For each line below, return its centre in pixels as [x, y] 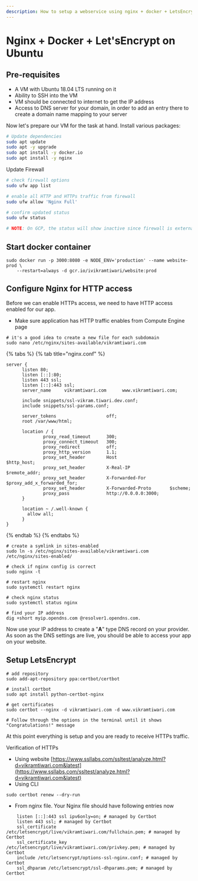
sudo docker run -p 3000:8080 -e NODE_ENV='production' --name [85, 260]
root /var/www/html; [47, 421]
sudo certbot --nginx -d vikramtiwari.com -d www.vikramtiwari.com [91, 710]
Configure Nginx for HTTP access [69, 289]
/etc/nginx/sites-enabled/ [39, 556]
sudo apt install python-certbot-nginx [55, 694]
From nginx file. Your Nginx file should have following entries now [94, 806]
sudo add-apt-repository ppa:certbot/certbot [63, 679]
